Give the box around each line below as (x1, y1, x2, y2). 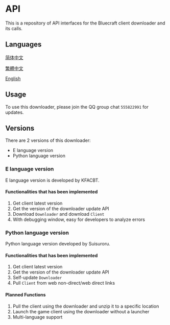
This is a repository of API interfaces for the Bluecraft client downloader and (5, 20, 165, 26)
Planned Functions (5, 291, 46, 297)
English (5, 75, 21, 82)
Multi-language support (12, 314, 63, 320)
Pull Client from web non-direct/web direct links (12, 280, 115, 286)
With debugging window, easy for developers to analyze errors (12, 216, 145, 222)
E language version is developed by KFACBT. (5, 177, 100, 183)
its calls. (5, 25, 23, 31)
